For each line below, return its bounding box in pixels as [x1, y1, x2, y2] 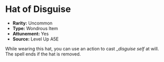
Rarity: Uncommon [12, 20, 53, 26]
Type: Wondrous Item [12, 25, 58, 31]
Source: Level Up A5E [12, 36, 59, 42]
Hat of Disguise [5, 3, 71, 15]
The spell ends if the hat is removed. [5, 51, 81, 57]
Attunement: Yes [12, 30, 49, 36]
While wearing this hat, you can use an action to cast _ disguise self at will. [5, 45, 159, 51]
